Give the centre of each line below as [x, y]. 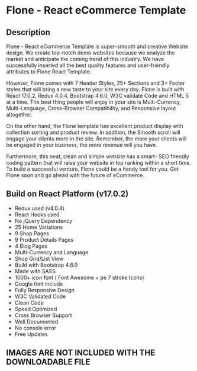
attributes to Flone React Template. [49, 71]
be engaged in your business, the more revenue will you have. [82, 145]
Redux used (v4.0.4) [40, 208]
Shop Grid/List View [39, 258]
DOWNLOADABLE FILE [48, 362]
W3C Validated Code [40, 296]
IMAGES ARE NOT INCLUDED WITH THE [81, 353]
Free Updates [31, 334]
